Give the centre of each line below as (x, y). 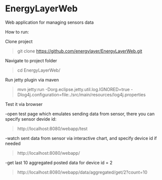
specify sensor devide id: (31, 119)
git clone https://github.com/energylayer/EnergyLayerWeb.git (80, 51)
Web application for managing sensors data (49, 22)
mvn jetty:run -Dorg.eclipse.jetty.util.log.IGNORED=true (73, 89)
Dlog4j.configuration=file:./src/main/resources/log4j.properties (81, 94)
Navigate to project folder (31, 60)
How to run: (17, 32)
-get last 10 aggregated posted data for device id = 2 (59, 162)
